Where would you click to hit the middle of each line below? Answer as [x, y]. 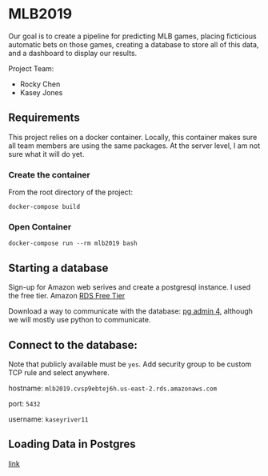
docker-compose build [44, 207]
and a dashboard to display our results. [73, 53]
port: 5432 [24, 403]
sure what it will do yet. [46, 154]
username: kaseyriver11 [48, 419]
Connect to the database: [73, 345]
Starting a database [58, 268]
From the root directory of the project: [71, 192]
